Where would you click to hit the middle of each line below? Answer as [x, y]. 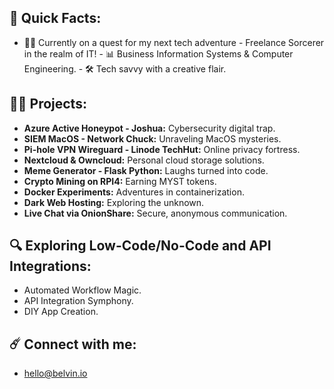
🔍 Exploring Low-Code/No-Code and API [140, 246]
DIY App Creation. [61, 312]
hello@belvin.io [55, 373]
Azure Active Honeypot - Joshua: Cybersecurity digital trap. [149, 128]
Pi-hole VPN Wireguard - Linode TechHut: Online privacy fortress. [162, 149]
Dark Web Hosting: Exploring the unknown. [114, 202]
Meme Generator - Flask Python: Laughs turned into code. [146, 170]
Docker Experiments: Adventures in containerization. [134, 192]
